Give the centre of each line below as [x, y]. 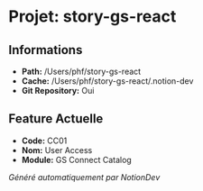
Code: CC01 [44, 141]
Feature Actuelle [56, 119]
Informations [46, 50]
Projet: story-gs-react [92, 17]
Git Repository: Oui [58, 91]
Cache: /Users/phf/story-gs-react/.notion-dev [107, 81]
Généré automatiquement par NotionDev [84, 177]
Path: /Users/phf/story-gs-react [81, 71]
